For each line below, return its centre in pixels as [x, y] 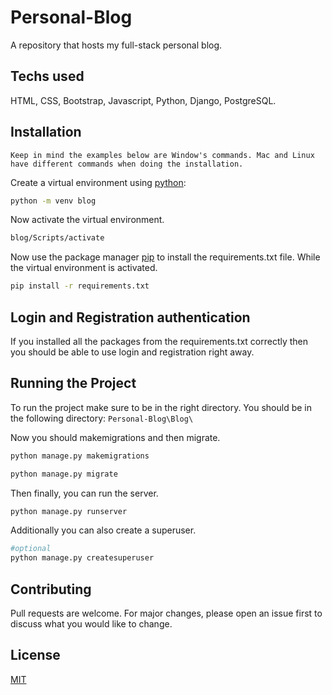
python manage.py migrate [64, 474]
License [35, 655]
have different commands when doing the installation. [127, 164]
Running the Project [73, 383]
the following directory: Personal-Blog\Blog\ [102, 418]
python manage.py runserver [69, 511]
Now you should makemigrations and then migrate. [115, 437]
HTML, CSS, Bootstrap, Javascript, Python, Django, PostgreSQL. [143, 100]
